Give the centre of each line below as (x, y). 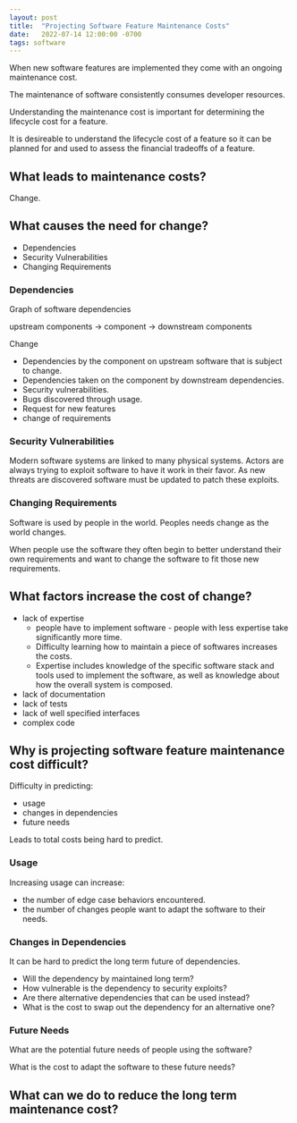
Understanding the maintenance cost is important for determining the (137, 112)
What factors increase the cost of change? (131, 597)
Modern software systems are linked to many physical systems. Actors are (147, 460)
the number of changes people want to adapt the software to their (144, 909)
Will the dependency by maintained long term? (108, 978)
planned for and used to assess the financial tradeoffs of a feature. (132, 148)
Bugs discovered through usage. (82, 400)
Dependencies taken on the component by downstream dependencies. (153, 380)
